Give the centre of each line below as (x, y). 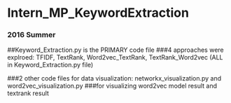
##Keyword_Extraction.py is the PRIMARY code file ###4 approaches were (115, 50)
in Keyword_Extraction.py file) (50, 65)
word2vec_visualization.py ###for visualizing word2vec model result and (112, 86)
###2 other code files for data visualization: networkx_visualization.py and (114, 78)
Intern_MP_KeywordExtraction (98, 13)
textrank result (28, 93)
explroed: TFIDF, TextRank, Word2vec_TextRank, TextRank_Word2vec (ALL (115, 57)
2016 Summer (31, 35)
